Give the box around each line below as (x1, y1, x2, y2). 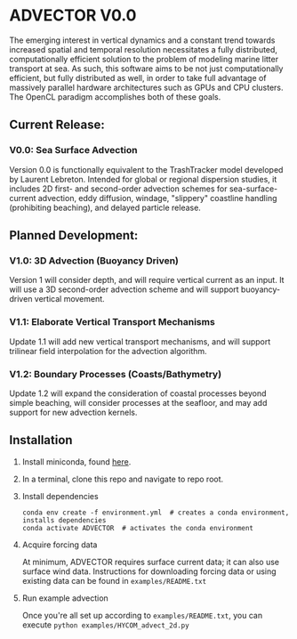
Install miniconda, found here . (21, 456, 132, 467)
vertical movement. (34, 294, 105, 304)
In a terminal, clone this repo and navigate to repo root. (21, 473, 224, 484)
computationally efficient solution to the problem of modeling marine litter (9, 53, 278, 64)
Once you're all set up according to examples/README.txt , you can (21, 610, 263, 620)
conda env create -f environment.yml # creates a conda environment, (21, 508, 290, 517)
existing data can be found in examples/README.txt (21, 575, 207, 586)
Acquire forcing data (21, 539, 98, 550)
